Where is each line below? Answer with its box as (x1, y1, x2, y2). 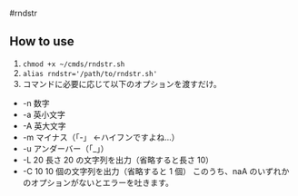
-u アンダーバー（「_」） (22, 142, 109, 153)
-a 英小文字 (22, 109, 66, 120)
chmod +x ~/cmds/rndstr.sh (22, 59, 125, 69)
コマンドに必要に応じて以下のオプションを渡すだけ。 (22, 78, 223, 89)
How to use (9, 34, 74, 49)
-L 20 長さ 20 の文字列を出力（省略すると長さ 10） (22, 154, 214, 165)
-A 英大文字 (22, 120, 66, 131)
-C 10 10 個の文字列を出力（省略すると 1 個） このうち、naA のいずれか (22, 165, 290, 176)
